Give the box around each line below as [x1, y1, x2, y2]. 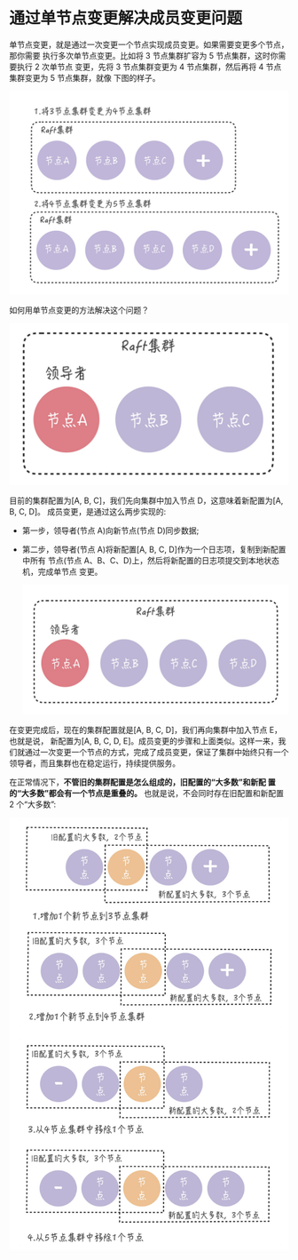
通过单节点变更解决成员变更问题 [9, 8, 243, 28]
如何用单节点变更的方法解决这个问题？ [9, 304, 149, 315]
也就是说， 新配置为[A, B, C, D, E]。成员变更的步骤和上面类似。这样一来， [9, 735, 278, 746]
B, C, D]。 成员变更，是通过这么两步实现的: [9, 506, 167, 516]
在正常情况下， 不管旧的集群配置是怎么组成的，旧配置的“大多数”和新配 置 [9, 777, 277, 787]
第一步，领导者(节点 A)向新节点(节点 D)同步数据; [21, 525, 200, 536]
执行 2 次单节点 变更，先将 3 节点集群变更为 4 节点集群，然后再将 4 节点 [16, 61, 282, 72]
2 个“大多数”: [9, 799, 57, 809]
